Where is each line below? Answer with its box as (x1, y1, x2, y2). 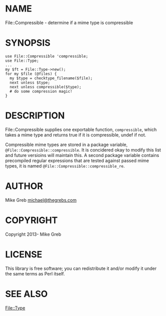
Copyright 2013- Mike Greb (5, 231, 61, 237)
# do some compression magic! (9, 89, 72, 94)
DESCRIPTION (5, 110, 65, 121)
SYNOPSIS (5, 37, 51, 49)
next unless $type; (9, 80, 50, 85)
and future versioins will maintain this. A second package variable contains (5, 152, 159, 158)
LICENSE (5, 249, 42, 260)
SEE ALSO (5, 288, 48, 299)
